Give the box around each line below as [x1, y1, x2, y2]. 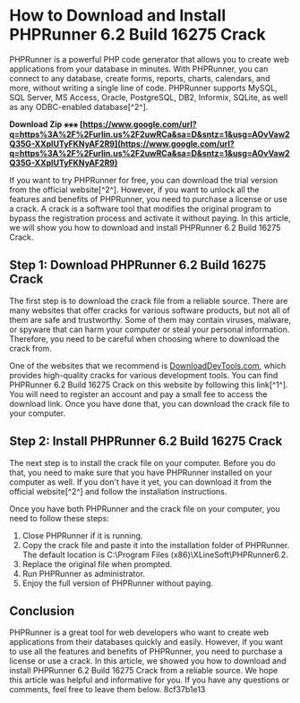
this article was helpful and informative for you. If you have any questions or [9, 674, 290, 685]
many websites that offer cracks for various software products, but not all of [9, 305, 291, 316]
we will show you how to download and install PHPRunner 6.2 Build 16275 [9, 222, 281, 233]
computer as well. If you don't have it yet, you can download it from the [9, 476, 272, 487]
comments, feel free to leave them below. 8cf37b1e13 [9, 684, 206, 695]
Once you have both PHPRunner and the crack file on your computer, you [9, 503, 280, 514]
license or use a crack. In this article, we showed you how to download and [9, 656, 287, 666]
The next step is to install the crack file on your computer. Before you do [9, 457, 276, 468]
